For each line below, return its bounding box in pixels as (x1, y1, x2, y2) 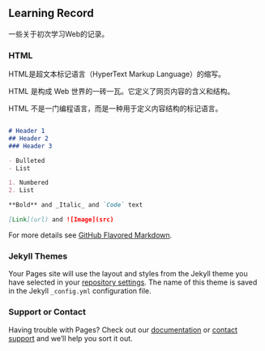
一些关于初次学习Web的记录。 (8, 28, 109, 39)
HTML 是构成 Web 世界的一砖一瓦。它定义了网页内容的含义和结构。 (8, 87, 235, 96)
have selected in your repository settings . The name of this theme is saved (8, 277, 258, 287)
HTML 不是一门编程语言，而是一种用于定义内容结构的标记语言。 (8, 104, 223, 113)
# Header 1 (8, 127, 45, 135)
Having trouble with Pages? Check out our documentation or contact (8, 324, 237, 335)
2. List (8, 186, 35, 195)
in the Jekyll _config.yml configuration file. (8, 286, 152, 296)
